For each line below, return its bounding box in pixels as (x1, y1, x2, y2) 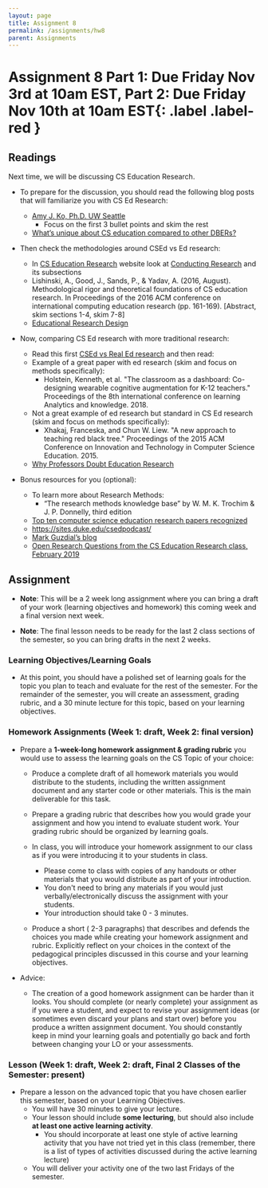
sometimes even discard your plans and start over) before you (31, 1013, 237, 1023)
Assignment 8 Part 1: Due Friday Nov (8, 69, 255, 86)
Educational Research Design (31, 318, 129, 328)
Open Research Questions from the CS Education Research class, (31, 541, 249, 551)
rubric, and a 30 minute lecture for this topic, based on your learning (19, 698, 245, 708)
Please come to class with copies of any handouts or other (43, 866, 237, 875)
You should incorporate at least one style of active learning (43, 1129, 238, 1139)
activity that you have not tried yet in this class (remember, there (43, 1138, 256, 1147)
